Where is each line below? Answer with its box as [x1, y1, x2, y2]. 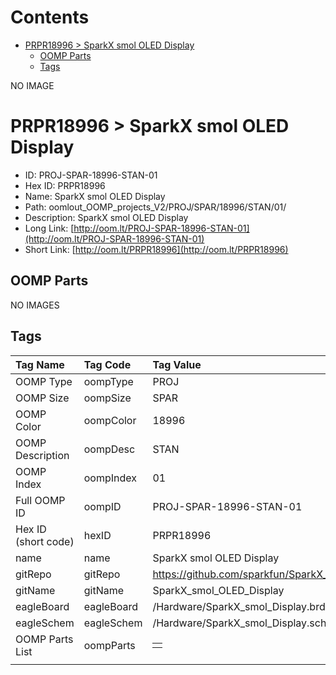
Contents [10, 6, 90, 29]
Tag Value [152, 357, 202, 371]
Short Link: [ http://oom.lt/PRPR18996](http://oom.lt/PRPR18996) [24, 243, 289, 255]
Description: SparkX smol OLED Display [24, 211, 189, 223]
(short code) [15, 534, 75, 548]
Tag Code [83, 357, 132, 371]
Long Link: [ [24, 222, 75, 234]
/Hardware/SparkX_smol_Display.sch [152, 616, 327, 630]
